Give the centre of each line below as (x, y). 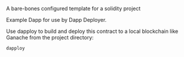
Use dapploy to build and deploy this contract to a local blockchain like (92, 31)
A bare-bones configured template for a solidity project (73, 9)
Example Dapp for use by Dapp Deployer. (57, 20)
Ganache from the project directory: (50, 37)
